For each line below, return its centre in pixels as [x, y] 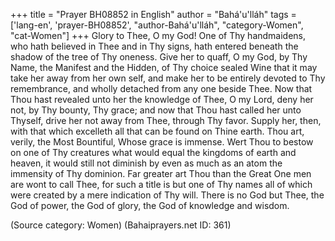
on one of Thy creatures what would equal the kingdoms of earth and [153, 152]
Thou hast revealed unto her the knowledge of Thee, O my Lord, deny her [162, 99]
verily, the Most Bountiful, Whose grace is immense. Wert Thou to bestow [162, 142]
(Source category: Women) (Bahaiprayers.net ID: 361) [121, 225]
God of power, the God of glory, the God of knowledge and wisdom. [150, 205]
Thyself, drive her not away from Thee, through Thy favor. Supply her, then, [166, 120]
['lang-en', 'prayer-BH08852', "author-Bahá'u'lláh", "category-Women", [157, 25]
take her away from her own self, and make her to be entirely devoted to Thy [168, 78]
